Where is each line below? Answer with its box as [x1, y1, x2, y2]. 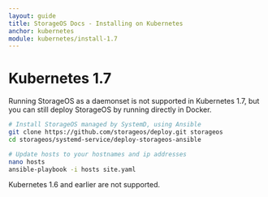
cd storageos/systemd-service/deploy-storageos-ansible [8, 135, 201, 143]
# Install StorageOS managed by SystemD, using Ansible [8, 121, 201, 129]
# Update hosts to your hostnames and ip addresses [8, 150, 187, 158]
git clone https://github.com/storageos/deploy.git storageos [8, 128, 223, 136]
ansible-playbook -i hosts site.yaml [8, 165, 136, 173]
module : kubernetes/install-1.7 [8, 34, 118, 43]
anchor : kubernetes [8, 27, 75, 35]
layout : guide [8, 11, 57, 20]
